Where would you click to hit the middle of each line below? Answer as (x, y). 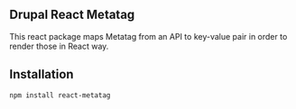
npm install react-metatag (60, 95)
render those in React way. (59, 46)
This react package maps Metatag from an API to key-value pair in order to (148, 36)
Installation (42, 74)
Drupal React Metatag (72, 15)
